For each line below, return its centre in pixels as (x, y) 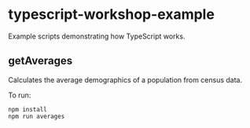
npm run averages (37, 116)
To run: (20, 95)
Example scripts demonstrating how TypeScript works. (97, 36)
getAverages (40, 61)
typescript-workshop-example (111, 15)
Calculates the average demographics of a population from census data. (125, 79)
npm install (28, 109)
